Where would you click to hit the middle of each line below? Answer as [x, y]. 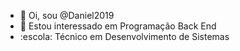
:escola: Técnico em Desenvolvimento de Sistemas [124, 36]
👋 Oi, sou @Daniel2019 [67, 15]
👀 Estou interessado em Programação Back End [118, 26]
